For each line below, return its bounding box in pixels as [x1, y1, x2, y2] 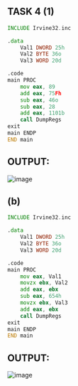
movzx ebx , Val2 [20, 279, 69, 286]
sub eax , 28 [20, 103, 55, 110]
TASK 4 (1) [7, 6, 55, 18]
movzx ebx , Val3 [20, 299, 69, 306]
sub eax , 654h [20, 293, 62, 300]
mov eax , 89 [20, 83, 55, 90]
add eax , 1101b [20, 109, 65, 117]
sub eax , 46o [20, 96, 59, 104]
